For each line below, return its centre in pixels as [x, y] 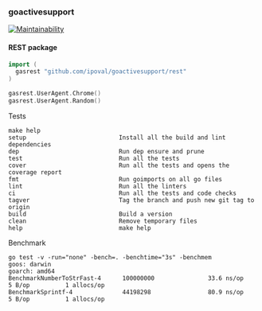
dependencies [30, 144]
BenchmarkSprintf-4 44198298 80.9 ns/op [126, 292]
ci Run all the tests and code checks [123, 193]
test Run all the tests [94, 158]
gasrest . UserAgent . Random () [55, 101]
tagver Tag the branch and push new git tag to [131, 200]
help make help [80, 228]
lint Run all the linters [98, 186]
